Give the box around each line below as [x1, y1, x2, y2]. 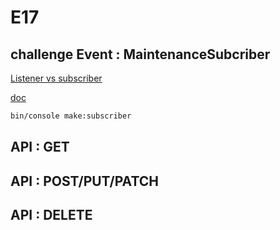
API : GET [10, 139, 70, 156]
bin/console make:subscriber [10, 111, 132, 121]
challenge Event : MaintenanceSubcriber [10, 46, 271, 63]
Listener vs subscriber [10, 72, 103, 84]
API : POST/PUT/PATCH [10, 172, 159, 190]
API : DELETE [10, 207, 93, 224]
